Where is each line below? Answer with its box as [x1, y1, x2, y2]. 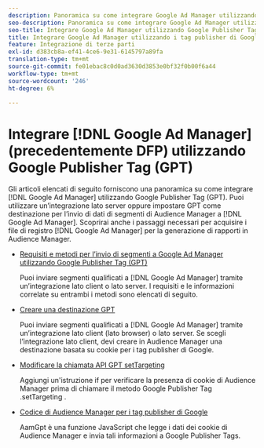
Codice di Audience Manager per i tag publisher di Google [19, 407, 208, 417]
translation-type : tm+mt [8, 56, 90, 64]
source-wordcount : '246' [8, 77, 90, 85]
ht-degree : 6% [8, 84, 55, 93]
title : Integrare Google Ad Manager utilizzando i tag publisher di [8, 33, 237, 42]
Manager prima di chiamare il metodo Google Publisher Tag [19, 384, 212, 393]
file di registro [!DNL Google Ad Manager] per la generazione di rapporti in [8, 226, 249, 235]
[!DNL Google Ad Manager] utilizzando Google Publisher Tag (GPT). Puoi [8, 193, 244, 202]
